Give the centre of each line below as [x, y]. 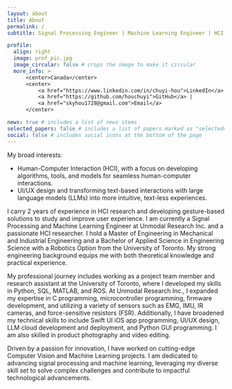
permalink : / [26, 26]
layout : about [28, 13]
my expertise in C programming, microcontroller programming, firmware [110, 298]
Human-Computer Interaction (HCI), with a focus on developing [107, 168]
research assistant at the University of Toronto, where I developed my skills [114, 283]
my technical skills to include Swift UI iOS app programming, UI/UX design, [114, 320]
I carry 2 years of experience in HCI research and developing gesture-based [116, 211]
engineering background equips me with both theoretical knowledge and [110, 255]
